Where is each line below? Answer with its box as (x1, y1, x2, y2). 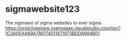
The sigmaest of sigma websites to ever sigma (5, 20, 101, 26)
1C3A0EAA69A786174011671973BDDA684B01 (5, 30, 100, 36)
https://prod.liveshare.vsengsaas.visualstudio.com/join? (5, 25, 121, 31)
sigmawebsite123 (5, 3, 80, 15)
